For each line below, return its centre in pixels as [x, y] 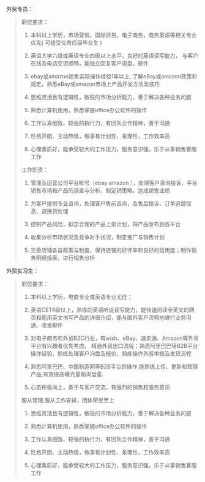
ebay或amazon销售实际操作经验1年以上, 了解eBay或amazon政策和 [114, 76]
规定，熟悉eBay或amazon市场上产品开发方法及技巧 [95, 84]
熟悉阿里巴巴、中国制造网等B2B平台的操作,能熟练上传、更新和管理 [114, 367]
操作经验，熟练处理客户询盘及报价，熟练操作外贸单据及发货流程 [111, 353]
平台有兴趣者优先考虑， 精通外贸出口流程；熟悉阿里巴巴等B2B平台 [114, 346]
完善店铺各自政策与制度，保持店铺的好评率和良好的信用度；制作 [111, 250]
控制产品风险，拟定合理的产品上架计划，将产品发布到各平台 [106, 224]
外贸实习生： [22, 271]
